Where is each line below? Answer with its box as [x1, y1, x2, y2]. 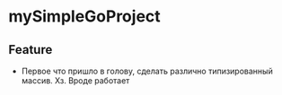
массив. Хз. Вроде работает [21, 75, 130, 86]
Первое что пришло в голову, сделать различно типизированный [21, 65, 273, 76]
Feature [8, 42, 53, 57]
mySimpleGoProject [8, 6, 161, 27]
